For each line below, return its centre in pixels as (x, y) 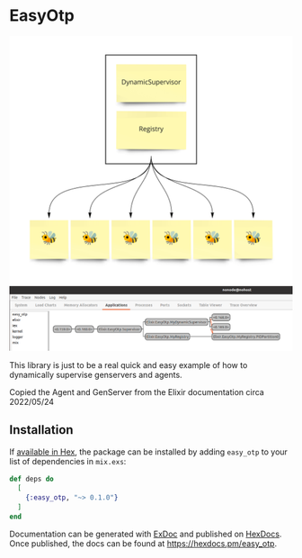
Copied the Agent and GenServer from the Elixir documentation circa (137, 391)
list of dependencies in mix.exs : (68, 461)
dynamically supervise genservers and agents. (96, 374)
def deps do (31, 479)
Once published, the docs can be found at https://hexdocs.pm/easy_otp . (143, 543)
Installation (41, 430)
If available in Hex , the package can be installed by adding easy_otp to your (148, 452)
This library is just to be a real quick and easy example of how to (129, 364)
